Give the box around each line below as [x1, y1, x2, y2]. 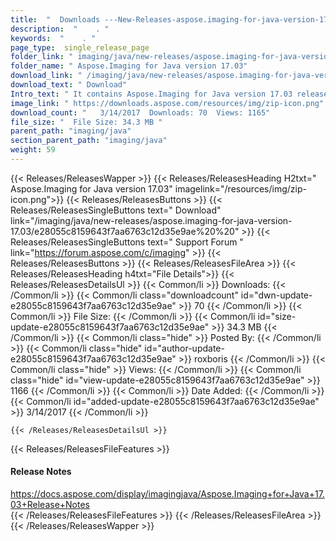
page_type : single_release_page [10, 42, 150, 53]
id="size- [257, 310, 297, 322]
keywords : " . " [10, 33, 97, 43]
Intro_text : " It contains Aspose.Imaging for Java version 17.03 [10, 89, 293, 99]
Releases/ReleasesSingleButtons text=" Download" [10, 204, 222, 216]
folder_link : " [10, 52, 74, 62]
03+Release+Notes [10, 499, 91, 511]
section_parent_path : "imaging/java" [10, 136, 168, 146]
